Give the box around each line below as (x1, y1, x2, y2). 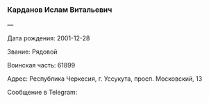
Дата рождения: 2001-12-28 (7, 34, 90, 42)
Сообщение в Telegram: (7, 88, 78, 97)
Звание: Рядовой (7, 47, 58, 56)
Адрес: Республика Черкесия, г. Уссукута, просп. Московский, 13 (7, 74, 203, 83)
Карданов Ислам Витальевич (7, 5, 112, 15)
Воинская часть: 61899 (7, 61, 76, 70)
